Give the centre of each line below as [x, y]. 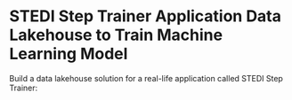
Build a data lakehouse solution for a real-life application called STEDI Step [146, 78]
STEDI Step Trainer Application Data [146, 16]
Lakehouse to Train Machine [116, 35]
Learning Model [69, 54]
